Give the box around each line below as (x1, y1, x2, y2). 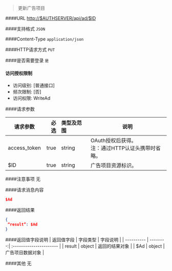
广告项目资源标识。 (90, 162, 137, 169)
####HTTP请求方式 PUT (5, 47, 55, 53)
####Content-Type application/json (5, 36, 84, 42)
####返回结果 (5, 207, 35, 213)
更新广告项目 (17, 5, 45, 11)
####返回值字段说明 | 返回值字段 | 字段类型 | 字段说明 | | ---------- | (5, 236, 149, 242)
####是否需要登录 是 (5, 57, 49, 63)
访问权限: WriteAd (12, 95, 51, 101)
